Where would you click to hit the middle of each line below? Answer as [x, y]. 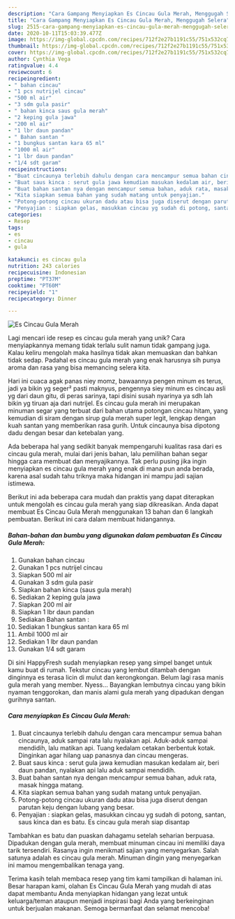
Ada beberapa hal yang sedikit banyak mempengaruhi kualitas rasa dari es [115, 446]
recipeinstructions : [38, 169]
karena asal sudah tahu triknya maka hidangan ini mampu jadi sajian [106, 476]
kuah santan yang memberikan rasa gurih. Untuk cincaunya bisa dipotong [114, 425]
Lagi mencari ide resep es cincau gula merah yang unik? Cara [97, 338]
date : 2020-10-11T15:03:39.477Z [55, 33]
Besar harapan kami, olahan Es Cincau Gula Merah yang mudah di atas [110, 886]
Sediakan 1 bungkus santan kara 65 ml [73, 627]
